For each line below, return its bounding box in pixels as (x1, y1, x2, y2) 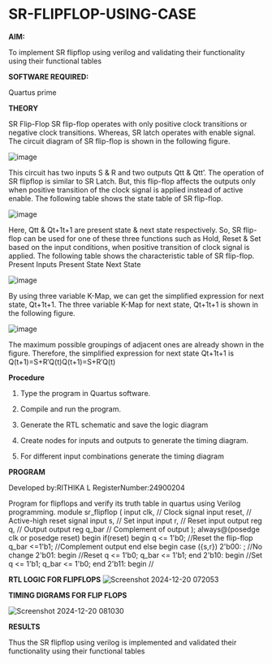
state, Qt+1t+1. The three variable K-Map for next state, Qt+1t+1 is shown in (8, 300, 258, 309)
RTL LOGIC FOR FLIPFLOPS (8, 574, 101, 584)
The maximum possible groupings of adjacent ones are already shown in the (8, 339, 265, 349)
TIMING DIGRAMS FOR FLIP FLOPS (8, 590, 127, 600)
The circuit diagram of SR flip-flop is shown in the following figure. (8, 136, 231, 146)
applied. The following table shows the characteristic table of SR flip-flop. (8, 251, 255, 261)
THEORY (8, 103, 39, 113)
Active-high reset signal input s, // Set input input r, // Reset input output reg (8, 515, 262, 525)
